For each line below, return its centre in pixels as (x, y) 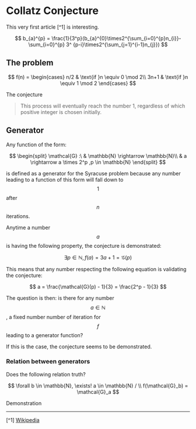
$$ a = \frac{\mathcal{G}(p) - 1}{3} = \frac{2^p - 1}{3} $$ (98, 286)
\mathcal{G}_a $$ (98, 392)
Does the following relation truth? (46, 374)
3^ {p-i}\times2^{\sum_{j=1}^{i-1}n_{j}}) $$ (117, 44)
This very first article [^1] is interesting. (52, 27)
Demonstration (24, 403)
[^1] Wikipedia (23, 420)
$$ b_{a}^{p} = (32, 38)
